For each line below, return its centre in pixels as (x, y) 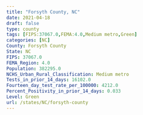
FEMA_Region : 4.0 (28, 63)
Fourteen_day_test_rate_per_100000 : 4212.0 (62, 86)
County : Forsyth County (37, 46)
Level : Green (23, 97)
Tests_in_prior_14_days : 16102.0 (49, 80)
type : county (23, 29)
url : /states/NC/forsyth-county (47, 102)
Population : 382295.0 (34, 68)
